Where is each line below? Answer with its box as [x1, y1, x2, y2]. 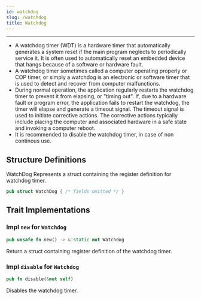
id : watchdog [6, 8, 39, 15]
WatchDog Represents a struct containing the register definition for [6, 171, 172, 178]
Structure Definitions [6, 154, 87, 165]
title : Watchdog [6, 20, 47, 26]
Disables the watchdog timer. [6, 287, 78, 294]
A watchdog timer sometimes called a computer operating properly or [14, 67, 187, 75]
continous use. [14, 137, 52, 144]
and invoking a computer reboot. [14, 125, 96, 132]
